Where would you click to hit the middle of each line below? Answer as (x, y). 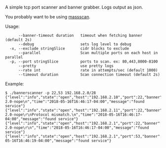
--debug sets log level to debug (75, 44)
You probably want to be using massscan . (48, 17)
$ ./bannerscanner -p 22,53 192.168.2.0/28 (51, 93)
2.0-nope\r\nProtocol (27, 115)
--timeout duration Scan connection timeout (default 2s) (89, 74)
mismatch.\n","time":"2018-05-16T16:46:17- (97, 115)
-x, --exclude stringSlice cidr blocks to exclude (69, 49)
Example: (15, 84)
